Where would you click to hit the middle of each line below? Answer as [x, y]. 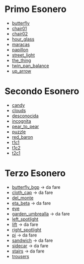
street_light [23, 55]
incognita [21, 121]
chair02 [20, 34]
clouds [19, 110]
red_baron [22, 137]
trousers [20, 256]
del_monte [23, 198]
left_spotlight [25, 219]
